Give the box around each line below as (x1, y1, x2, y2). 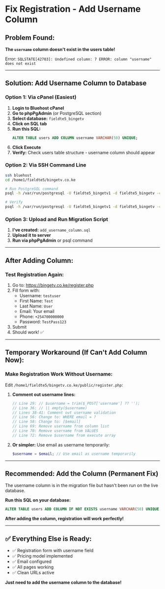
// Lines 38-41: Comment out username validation (12, 410, 116, 415)
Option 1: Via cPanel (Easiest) (5, 94, 77, 101)
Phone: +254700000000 (19, 313, 64, 320)
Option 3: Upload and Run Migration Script (5, 216, 109, 223)
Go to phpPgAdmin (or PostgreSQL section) (12, 110, 102, 116)
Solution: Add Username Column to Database (5, 79, 147, 87)
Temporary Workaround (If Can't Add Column (5, 348, 147, 357)
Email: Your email (19, 309, 55, 314)
